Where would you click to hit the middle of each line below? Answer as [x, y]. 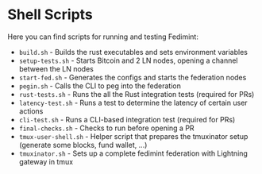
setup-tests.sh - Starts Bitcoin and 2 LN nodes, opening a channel [128, 60]
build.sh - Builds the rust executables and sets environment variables [133, 52]
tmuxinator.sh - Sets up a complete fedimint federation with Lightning [133, 153]
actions [31, 111]
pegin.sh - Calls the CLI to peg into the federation [100, 86]
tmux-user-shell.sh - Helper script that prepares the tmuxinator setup [133, 136]
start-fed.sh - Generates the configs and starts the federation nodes [133, 77]
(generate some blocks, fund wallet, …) [83, 145]
